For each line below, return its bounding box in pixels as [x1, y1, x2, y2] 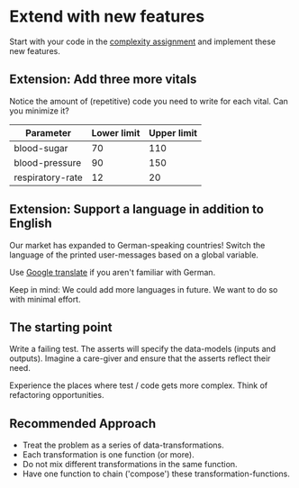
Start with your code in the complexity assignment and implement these [9, 36, 276, 47]
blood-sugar [14, 141, 68, 154]
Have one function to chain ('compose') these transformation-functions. [22, 468, 290, 479]
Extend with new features [9, 6, 205, 27]
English [9, 216, 52, 231]
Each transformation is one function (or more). [22, 449, 195, 460]
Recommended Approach [9, 416, 157, 431]
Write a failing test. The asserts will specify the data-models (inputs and [9, 344, 276, 355]
